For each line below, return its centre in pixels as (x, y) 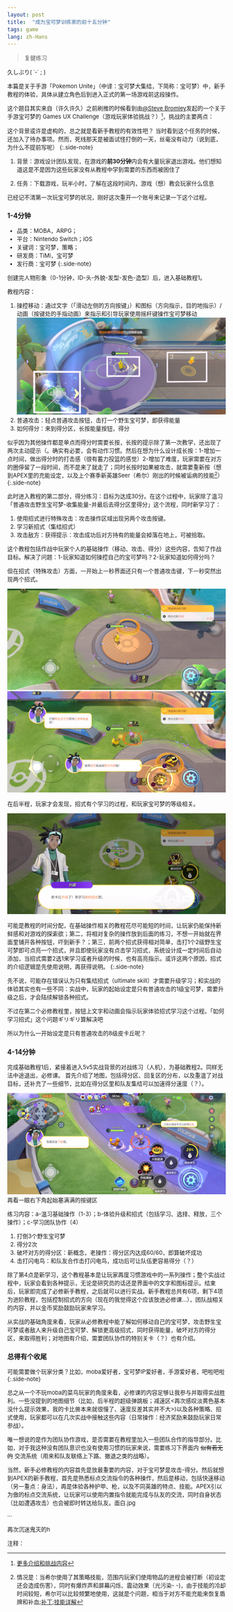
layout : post (26, 15)
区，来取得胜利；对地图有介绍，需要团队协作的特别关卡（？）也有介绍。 (103, 1338)
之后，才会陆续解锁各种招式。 (52, 997)
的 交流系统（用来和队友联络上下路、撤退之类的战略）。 (80, 1456)
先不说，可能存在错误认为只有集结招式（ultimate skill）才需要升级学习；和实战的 (114, 981)
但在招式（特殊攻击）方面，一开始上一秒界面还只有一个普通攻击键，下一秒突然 (112, 571)
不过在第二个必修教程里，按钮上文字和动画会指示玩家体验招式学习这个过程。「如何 (116, 1011)
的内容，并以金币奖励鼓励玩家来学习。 (58, 1308)
